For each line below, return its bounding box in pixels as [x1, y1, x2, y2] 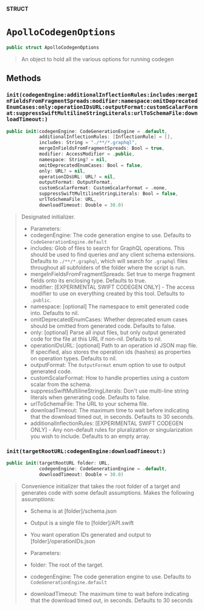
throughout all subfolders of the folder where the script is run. [30, 264, 186, 271]
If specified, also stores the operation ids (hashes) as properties [30, 348, 191, 355]
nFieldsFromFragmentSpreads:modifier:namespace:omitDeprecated [6, 98, 198, 104]
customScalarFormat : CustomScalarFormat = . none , [38, 185, 167, 191]
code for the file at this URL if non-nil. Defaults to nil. [30, 335, 163, 343]
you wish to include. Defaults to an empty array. [30, 432, 150, 440]
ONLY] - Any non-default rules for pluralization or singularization [30, 426, 193, 433]
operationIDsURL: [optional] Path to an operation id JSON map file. [30, 341, 198, 349]
